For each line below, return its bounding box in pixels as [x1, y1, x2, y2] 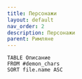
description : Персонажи [7, 29, 76, 36]
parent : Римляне [7, 36, 54, 43]
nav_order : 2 [7, 23, 45, 30]
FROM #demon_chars [7, 60, 60, 67]
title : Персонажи [7, 10, 57, 17]
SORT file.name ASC [7, 67, 63, 74]
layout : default [7, 16, 54, 23]
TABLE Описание [7, 54, 51, 62]
